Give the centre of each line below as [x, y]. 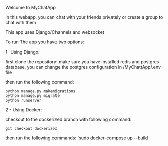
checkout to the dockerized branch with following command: [68, 119]
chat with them [21, 22]
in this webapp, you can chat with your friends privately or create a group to [84, 17]
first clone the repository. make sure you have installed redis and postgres [82, 62]
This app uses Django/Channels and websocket [55, 32]
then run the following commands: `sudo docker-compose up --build [77, 138]
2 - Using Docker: [24, 110]
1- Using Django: [22, 52]
